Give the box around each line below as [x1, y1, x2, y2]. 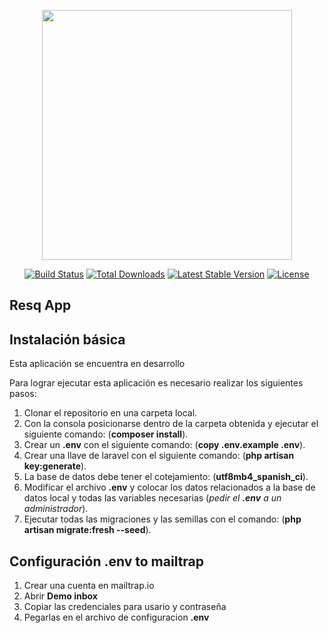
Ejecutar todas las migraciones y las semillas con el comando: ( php [23, 513, 302, 525]
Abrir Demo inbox [23, 590, 98, 602]
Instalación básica [9, 331, 126, 348]
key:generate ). [23, 460, 87, 472]
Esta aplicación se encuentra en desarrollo [9, 358, 186, 370]
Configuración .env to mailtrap [9, 553, 205, 570]
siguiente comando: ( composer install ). [23, 428, 189, 440]
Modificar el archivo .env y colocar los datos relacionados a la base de [23, 481, 316, 494]
